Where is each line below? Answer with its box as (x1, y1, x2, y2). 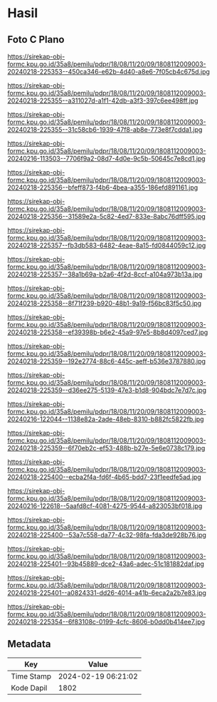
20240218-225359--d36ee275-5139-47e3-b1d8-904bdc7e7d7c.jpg (7, 386, 207, 394)
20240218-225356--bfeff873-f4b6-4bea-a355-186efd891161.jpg (7, 183, 199, 192)
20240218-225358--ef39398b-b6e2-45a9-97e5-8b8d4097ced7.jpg (7, 328, 208, 336)
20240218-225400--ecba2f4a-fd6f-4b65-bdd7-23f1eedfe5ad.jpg (7, 473, 201, 481)
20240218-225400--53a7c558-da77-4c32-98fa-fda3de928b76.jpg (7, 531, 206, 539)
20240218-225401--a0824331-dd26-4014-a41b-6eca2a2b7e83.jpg (7, 589, 206, 597)
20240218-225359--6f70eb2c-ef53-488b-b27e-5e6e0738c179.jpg (7, 444, 206, 452)
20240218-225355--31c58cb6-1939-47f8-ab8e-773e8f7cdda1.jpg (7, 125, 203, 133)
